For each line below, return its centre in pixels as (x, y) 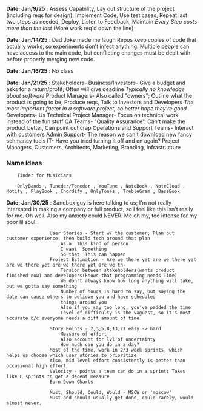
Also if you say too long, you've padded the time (125, 308)
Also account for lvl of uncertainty (108, 339)
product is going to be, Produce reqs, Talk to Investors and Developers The (100, 102)
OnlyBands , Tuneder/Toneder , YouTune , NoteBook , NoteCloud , (101, 186)
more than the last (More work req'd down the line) (70, 28)
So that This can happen (93, 254)
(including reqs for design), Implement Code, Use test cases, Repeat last (97, 15)
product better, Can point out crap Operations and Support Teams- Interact (100, 128)
